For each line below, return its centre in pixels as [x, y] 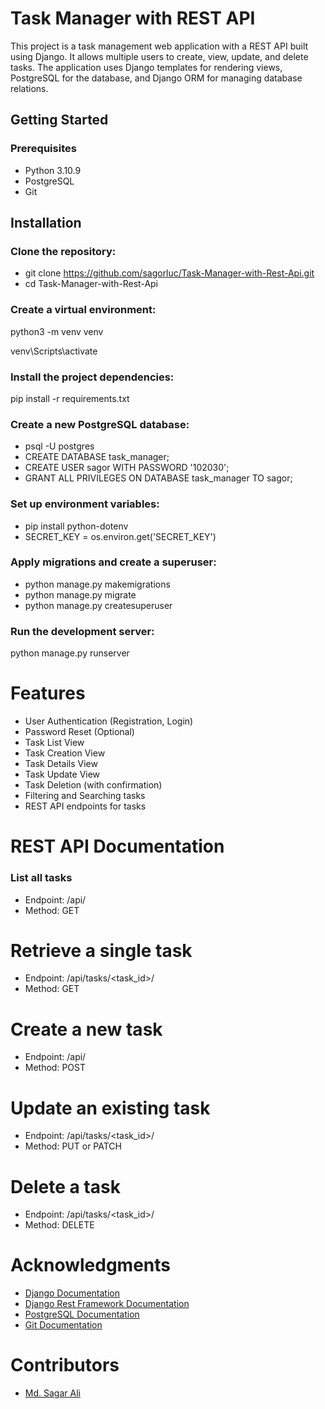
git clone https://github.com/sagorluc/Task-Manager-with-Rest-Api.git [169, 273]
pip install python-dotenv [76, 526]
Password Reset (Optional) [79, 732]
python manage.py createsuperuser [98, 605]
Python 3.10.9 [53, 170]
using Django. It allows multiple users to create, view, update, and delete [159, 56]
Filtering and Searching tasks [85, 796]
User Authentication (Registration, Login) [109, 721]
